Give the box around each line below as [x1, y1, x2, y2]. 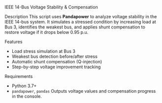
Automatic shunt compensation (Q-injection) [11, 59, 102, 64]
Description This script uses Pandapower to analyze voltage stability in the [4, 14, 157, 19]
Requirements [4, 74, 33, 79]
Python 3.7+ [11, 83, 37, 89]
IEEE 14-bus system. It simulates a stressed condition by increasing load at [4, 19, 156, 25]
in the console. [11, 93, 42, 99]
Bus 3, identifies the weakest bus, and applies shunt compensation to [4, 24, 146, 30]
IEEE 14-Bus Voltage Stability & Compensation [4, 4, 98, 10]
